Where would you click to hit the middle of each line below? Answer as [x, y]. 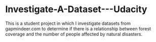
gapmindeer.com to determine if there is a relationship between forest [78, 28]
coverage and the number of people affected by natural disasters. [74, 34]
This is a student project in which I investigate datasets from [68, 23]
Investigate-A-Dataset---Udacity [76, 9]
